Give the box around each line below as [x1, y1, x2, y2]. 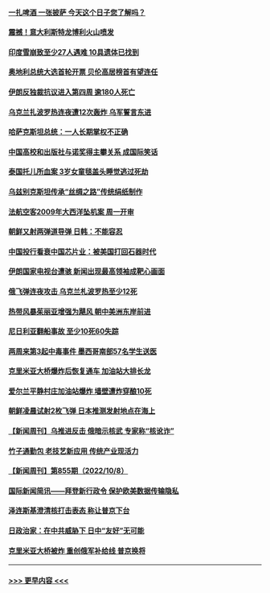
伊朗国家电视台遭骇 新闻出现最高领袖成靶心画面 [8, 267, 166, 276]
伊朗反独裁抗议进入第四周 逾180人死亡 [8, 87, 135, 97]
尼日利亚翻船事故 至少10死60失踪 [8, 326, 119, 336]
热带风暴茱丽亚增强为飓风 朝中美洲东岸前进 [8, 306, 151, 316]
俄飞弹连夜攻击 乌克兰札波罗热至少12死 [8, 286, 138, 296]
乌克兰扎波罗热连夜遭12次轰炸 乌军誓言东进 [8, 107, 152, 117]
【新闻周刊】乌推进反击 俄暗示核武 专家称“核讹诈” [8, 426, 174, 436]
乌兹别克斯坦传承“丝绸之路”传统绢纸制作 [8, 186, 143, 197]
